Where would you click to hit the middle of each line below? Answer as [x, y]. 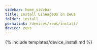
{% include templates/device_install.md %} [49, 42]
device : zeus [18, 28]
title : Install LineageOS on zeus [41, 14]
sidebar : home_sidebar [28, 10]
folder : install [22, 19]
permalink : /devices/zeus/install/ [42, 24]
